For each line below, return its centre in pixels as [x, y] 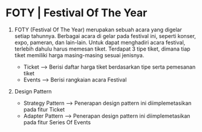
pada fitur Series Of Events [57, 122]
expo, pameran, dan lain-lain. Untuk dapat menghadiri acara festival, [100, 42]
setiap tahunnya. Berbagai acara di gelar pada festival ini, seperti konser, [105, 36]
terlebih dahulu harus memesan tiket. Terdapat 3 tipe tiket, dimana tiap [103, 49]
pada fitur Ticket [44, 109]
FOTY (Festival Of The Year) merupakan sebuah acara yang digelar [98, 30]
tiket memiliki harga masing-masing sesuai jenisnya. [79, 55]
